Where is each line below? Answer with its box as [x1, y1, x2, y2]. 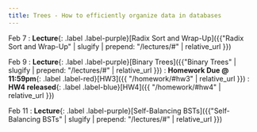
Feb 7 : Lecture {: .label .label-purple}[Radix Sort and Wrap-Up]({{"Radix [8, 33, 244, 43]
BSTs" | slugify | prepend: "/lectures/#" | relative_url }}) [42, 114, 223, 123]
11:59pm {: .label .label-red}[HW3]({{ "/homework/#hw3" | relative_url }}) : [8, 74, 250, 83]
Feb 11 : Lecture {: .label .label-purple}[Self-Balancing [8, 106, 182, 115]
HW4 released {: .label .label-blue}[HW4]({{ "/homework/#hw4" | [8, 82, 221, 92]
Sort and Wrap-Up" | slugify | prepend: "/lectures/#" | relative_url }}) [8, 41, 232, 51]
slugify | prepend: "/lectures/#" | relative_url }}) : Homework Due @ [8, 65, 229, 75]
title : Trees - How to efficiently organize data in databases [8, 11, 222, 20]
